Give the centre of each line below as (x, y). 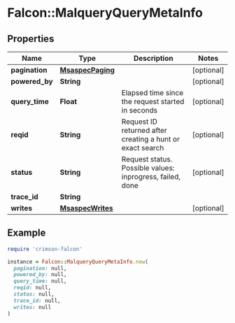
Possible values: (148, 168)
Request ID (140, 122)
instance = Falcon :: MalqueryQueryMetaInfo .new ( (78, 261)
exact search (143, 148)
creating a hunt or (151, 139)
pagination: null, (41, 268)
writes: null (33, 307)
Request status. (147, 159)
